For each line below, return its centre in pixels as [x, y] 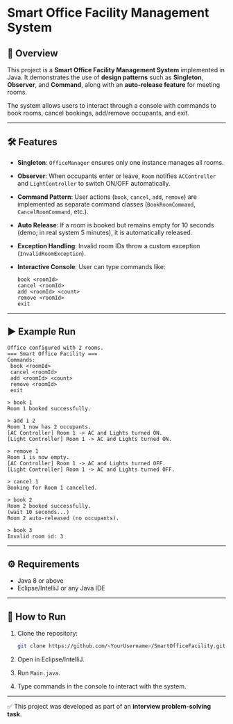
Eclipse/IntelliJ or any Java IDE [61, 588]
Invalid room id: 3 [35, 536]
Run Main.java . [38, 673]
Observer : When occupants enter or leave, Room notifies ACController [116, 176]
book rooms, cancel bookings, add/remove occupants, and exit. [98, 113]
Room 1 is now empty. [38, 457]
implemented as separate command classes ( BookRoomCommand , [106, 204]
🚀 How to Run [37, 617]
